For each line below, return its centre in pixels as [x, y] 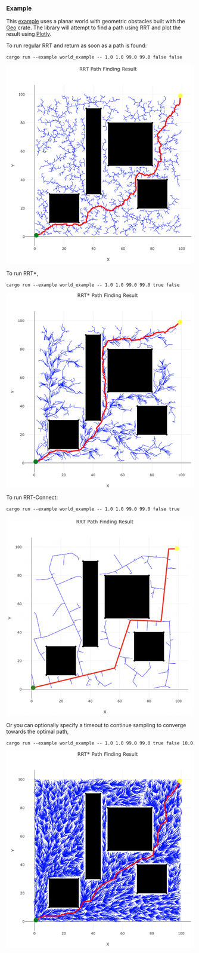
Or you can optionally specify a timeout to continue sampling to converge [96, 725]
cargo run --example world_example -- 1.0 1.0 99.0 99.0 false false [94, 57]
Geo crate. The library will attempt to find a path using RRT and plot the [94, 27]
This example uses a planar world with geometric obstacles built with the [96, 22]
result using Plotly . [29, 34]
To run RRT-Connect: [32, 498]
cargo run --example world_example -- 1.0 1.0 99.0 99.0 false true [93, 509]
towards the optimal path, [38, 731]
